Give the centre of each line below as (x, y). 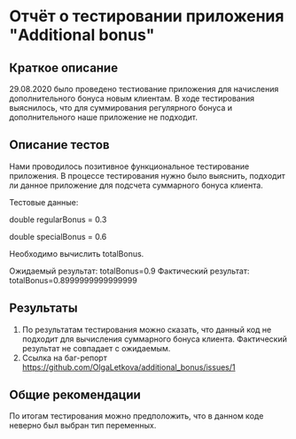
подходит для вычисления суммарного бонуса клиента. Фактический (155, 339)
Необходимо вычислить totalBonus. (77, 253)
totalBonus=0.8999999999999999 (73, 280)
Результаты (43, 308)
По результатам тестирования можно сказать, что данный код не (147, 329)
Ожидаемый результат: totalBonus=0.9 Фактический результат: (129, 271)
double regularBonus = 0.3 (58, 219)
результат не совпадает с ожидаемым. (96, 348)
